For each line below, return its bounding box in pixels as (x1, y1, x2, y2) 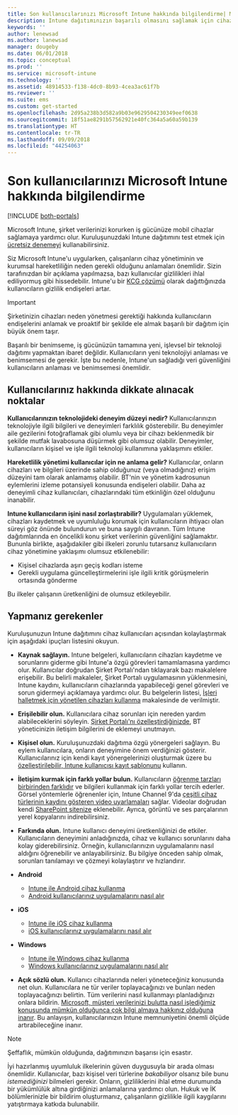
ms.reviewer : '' (7, 89, 55, 97)
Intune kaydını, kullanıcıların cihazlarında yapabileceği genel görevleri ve (17, 680, 229, 689)
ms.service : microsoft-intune (7, 70, 97, 77)
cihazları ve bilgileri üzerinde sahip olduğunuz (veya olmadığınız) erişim (7, 465, 216, 474)
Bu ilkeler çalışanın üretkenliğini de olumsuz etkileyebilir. (7, 589, 171, 598)
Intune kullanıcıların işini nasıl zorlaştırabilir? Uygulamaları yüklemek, (7, 509, 214, 518)
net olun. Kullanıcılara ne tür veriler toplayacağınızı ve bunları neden (17, 983, 216, 991)
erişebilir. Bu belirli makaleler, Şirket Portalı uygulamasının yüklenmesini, (17, 673, 228, 682)
